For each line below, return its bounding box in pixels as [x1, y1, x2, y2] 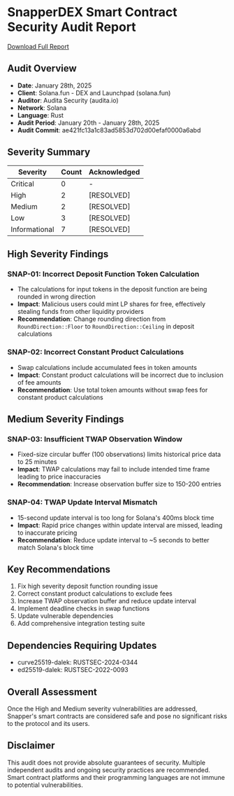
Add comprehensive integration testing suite [17, 619, 145, 628]
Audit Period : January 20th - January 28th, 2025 [17, 118, 160, 127]
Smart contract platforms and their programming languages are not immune [7, 773, 226, 781]
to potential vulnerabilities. [7, 781, 84, 789]
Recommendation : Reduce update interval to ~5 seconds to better [17, 535, 210, 544]
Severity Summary [7, 146, 91, 158]
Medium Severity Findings [7, 413, 124, 425]
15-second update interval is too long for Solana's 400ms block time [17, 513, 214, 522]
